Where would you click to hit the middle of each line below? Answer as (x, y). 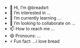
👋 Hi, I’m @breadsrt (29, 8)
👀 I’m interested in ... (30, 13)
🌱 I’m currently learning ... (35, 18)
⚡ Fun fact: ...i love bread (34, 41)
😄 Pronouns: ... (25, 36)
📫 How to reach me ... (32, 29)
